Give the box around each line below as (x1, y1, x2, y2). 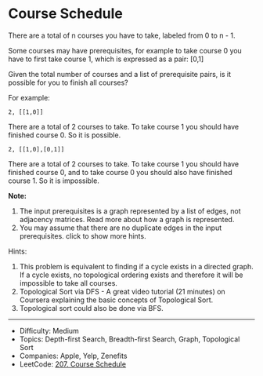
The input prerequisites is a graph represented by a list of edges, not (19, 206, 241, 216)
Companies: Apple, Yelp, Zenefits (19, 351, 128, 360)
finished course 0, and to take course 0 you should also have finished (8, 167, 232, 177)
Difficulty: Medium (19, 326, 80, 335)
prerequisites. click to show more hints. (19, 231, 146, 240)
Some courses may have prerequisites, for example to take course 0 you (8, 46, 243, 55)
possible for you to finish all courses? (8, 78, 129, 87)
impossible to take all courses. (19, 278, 117, 287)
